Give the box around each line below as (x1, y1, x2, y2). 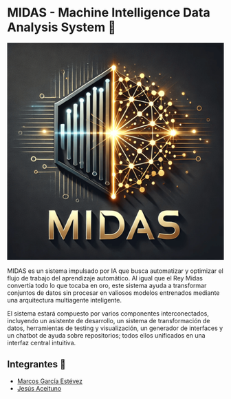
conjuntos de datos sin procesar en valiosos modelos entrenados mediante (7, 288, 220, 297)
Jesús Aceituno (16, 384, 62, 392)
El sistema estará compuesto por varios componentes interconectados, (7, 309, 210, 318)
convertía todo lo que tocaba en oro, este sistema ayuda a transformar (7, 281, 207, 289)
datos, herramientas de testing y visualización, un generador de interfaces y (7, 324, 223, 332)
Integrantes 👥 (7, 358, 67, 370)
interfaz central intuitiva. (7, 338, 76, 347)
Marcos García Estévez (16, 377, 83, 385)
